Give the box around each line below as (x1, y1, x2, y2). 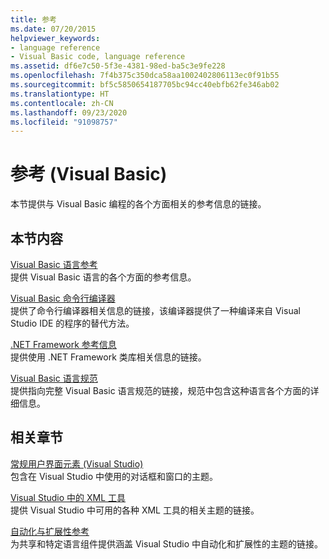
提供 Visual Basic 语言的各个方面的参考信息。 (10, 271, 197, 283)
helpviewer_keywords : (10, 33, 101, 43)
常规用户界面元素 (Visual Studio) (10, 457, 144, 470)
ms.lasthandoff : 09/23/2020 (10, 107, 128, 118)
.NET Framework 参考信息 (10, 339, 117, 350)
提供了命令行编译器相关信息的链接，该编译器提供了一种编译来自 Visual (10, 305, 301, 316)
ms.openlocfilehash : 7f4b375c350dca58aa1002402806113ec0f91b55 (10, 71, 280, 81)
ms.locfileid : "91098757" (10, 117, 118, 127)
